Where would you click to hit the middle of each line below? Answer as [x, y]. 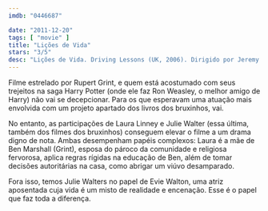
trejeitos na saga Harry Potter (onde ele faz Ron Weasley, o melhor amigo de [134, 91]
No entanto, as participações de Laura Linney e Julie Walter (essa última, [129, 123]
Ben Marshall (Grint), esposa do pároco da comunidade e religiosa [118, 149]
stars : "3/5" [30, 53]
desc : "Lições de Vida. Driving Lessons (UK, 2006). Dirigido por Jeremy [134, 60]
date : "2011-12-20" [41, 30]
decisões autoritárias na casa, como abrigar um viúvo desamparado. [121, 166]
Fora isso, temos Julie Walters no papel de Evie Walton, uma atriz [116, 181]
